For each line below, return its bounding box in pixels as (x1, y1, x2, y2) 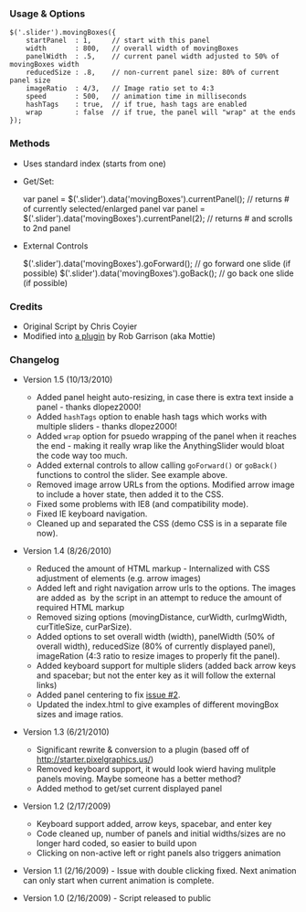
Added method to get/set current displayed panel (36, 783, 222, 794)
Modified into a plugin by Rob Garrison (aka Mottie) (22, 330, 216, 341)
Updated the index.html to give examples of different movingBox (36, 699, 280, 710)
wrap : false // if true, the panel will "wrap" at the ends (26, 108, 297, 117)
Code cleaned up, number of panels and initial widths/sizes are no (36, 828, 286, 839)
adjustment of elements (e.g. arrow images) (36, 573, 201, 584)
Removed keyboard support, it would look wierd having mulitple (36, 764, 277, 775)
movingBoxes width (9, 60, 79, 69)
